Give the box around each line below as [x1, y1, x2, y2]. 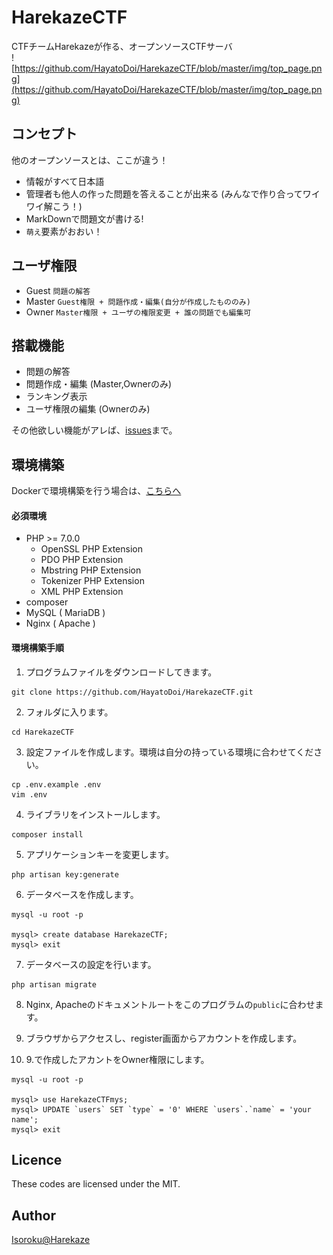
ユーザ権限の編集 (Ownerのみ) [25, 403, 151, 415]
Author [11, 1207, 56, 1224]
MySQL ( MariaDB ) [25, 607, 106, 619]
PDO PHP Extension [40, 554, 124, 566]
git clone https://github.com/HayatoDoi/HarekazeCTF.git [11, 687, 254, 697]
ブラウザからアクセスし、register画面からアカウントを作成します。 [25, 1032, 303, 1044]
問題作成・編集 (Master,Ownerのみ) [25, 378, 173, 390]
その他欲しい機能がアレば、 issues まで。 [11, 424, 178, 436]
